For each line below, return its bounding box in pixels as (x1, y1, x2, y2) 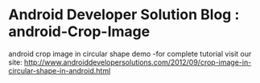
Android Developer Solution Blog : (8, 6, 240, 24)
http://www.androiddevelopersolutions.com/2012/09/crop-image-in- (23, 57, 252, 67)
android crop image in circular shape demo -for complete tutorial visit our (8, 49, 252, 58)
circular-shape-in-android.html (8, 65, 111, 75)
